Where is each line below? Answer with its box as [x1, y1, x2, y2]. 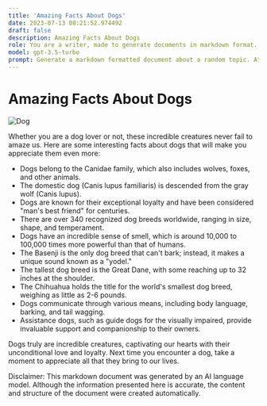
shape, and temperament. [19, 223, 105, 232]
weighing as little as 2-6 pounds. [19, 290, 127, 300]
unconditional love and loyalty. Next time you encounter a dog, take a [8, 347, 235, 357]
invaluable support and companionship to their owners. [19, 324, 201, 333]
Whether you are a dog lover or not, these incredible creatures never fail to [8, 132, 253, 141]
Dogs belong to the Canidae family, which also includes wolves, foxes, [19, 163, 250, 173]
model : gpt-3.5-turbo [8, 48, 80, 56]
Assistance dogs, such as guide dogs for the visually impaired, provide [19, 315, 252, 325]
